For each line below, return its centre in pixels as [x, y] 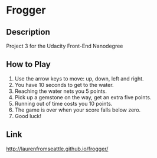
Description [28, 32]
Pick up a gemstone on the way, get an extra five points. [83, 97]
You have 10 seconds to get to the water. [64, 85]
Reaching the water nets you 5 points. [61, 91]
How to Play [29, 64]
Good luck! [28, 116]
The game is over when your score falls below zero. [78, 110]
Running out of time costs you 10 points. [63, 103]
